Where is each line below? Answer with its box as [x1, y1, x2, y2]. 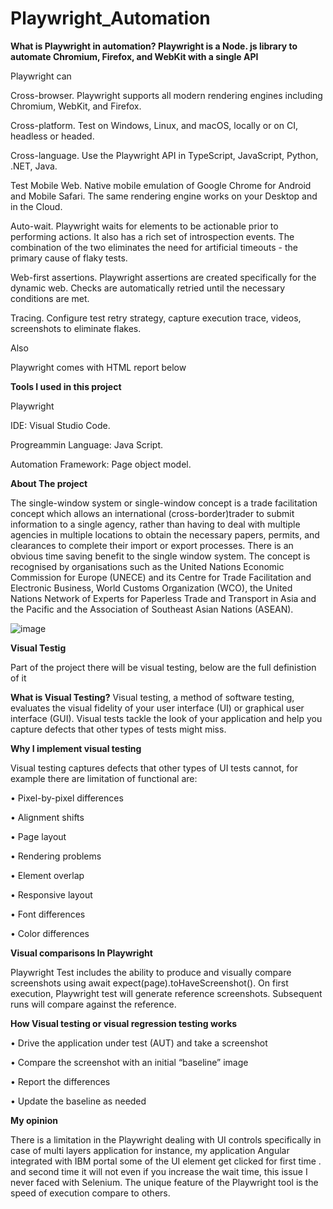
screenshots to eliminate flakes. [10, 322, 142, 334]
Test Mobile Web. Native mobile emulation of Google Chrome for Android [10, 179, 312, 191]
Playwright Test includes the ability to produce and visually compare [10, 966, 292, 978]
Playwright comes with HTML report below [10, 361, 187, 373]
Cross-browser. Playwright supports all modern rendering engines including [10, 89, 323, 101]
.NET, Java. [10, 160, 58, 172]
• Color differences [10, 927, 90, 939]
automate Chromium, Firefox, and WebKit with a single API [10, 50, 259, 62]
